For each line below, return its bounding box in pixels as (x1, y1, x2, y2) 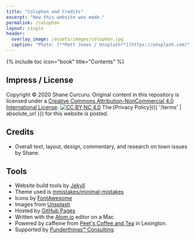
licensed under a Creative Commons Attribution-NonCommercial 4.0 (6, 97, 174, 104)
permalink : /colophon (6, 20, 60, 26)
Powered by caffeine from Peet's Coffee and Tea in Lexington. (14, 220, 168, 227)
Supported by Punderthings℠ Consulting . (14, 226, 115, 233)
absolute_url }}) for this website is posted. (6, 110, 109, 117)
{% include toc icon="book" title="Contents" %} (6, 58, 125, 65)
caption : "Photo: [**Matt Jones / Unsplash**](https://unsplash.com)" (11, 42, 190, 48)
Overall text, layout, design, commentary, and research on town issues (14, 143, 188, 150)
